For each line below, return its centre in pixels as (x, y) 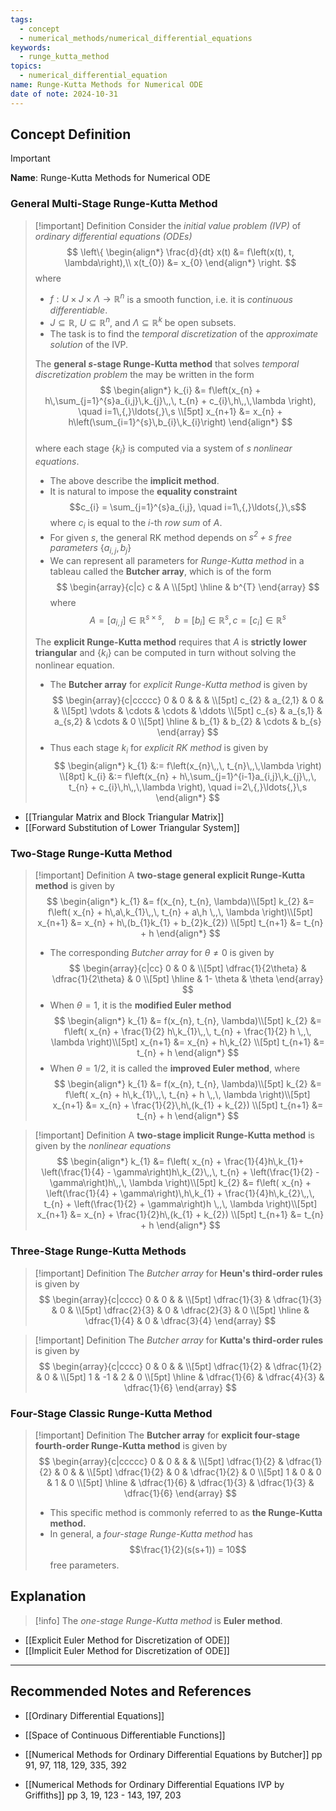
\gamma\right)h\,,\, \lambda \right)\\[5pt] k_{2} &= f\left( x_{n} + (180, 1183)
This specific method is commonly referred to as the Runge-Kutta (186, 1513)
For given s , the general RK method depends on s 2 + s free (171, 536)
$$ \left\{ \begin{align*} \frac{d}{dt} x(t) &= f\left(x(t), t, (180, 252)
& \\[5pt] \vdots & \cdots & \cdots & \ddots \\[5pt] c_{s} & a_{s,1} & (188, 711)
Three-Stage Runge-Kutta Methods (98, 1251)
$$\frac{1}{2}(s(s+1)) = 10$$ (188, 1550)
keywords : (31, 47)
